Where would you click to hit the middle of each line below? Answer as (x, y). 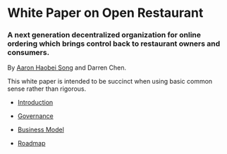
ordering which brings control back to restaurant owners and (114, 44)
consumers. (29, 53)
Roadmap (31, 143)
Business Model (41, 130)
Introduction (35, 103)
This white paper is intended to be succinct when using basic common (110, 82)
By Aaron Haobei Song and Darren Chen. (67, 68)
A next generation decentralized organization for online (104, 35)
